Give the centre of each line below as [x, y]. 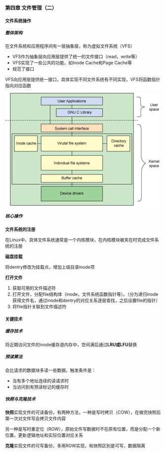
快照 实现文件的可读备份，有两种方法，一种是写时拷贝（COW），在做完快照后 [83, 412]
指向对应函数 [18, 86]
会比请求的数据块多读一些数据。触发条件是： [51, 370]
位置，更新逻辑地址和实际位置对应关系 [44, 435]
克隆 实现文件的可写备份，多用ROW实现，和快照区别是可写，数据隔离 [75, 446]
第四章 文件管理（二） [31, 7]
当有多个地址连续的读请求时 [41, 381]
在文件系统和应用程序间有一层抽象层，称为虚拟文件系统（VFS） [70, 46]
